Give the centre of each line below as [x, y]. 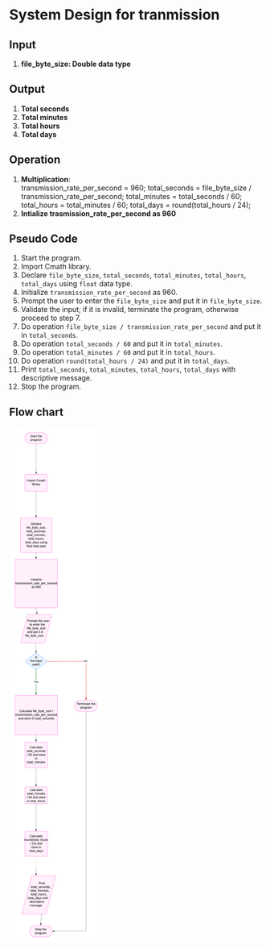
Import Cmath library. [56, 267]
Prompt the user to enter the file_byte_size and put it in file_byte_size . [141, 301]
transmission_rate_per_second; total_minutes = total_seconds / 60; [131, 196]
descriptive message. [56, 378]
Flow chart [36, 412]
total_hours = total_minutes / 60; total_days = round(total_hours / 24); [136, 205]
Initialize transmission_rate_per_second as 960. [99, 293]
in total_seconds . [49, 335]
